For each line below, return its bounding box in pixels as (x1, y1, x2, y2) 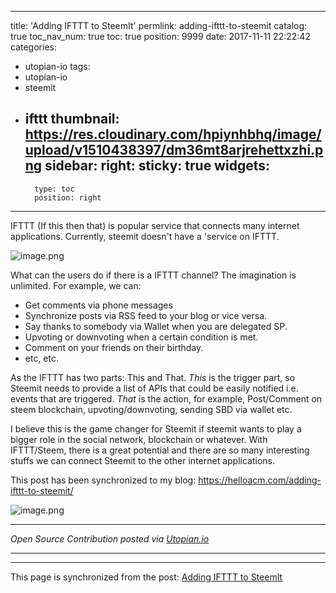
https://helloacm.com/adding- (198, 474, 322, 486)
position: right (34, 192, 102, 203)
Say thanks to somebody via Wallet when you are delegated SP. (24, 320, 288, 332)
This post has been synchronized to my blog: (10, 474, 197, 486)
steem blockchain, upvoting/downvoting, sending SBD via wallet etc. (10, 403, 293, 415)
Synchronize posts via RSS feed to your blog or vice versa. (24, 309, 268, 321)
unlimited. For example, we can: (10, 279, 142, 291)
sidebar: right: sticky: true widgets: (44, 157, 270, 175)
